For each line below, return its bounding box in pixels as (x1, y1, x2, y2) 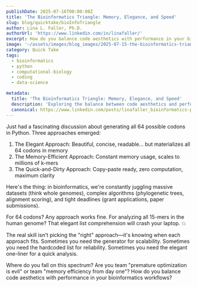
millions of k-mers (14, 159, 59, 166)
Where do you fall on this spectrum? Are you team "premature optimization (6, 261, 187, 268)
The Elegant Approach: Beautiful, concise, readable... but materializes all (14, 141, 191, 148)
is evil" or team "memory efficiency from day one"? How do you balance (6, 268, 181, 275)
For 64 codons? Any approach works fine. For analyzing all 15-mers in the (6, 213, 185, 221)
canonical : (11, 106, 38, 112)
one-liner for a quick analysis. (6, 250, 78, 257)
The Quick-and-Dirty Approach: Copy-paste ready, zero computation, (14, 165, 184, 172)
